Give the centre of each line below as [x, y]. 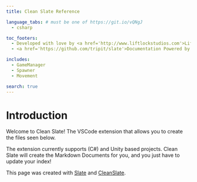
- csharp [22, 28]
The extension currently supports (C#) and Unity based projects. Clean [92, 149]
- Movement [25, 76]
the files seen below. [31, 138]
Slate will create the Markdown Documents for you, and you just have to [93, 155]
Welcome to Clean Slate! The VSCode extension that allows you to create [94, 132]
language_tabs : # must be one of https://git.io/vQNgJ [74, 22]
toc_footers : [22, 38]
